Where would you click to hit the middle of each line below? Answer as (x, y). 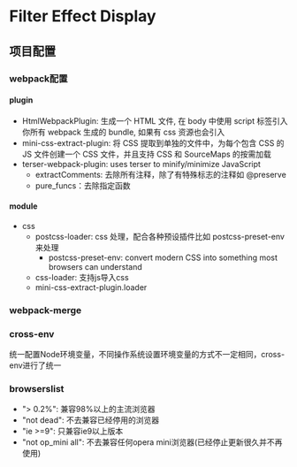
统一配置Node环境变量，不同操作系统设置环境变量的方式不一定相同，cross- (147, 355)
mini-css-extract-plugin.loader (91, 287)
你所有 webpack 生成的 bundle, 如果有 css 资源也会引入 (123, 132)
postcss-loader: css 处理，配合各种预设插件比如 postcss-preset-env (160, 236)
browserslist (37, 389)
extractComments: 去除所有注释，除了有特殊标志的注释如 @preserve (161, 174)
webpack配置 (38, 79)
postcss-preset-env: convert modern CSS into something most (163, 257)
